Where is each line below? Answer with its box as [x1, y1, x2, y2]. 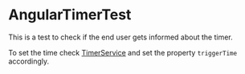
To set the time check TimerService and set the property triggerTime [8, 47, 238, 57]
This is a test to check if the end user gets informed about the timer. [8, 32, 233, 42]
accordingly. [8, 56, 50, 66]
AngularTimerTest [8, 6, 132, 24]
